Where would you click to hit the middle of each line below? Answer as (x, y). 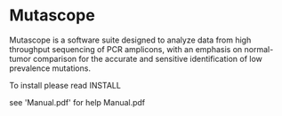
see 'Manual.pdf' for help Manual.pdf (77, 102)
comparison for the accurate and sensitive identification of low (147, 58)
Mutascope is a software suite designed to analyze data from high (130, 40)
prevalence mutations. (50, 68)
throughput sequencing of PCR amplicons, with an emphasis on (126, 49)
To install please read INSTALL (65, 85)
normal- (259, 49)
